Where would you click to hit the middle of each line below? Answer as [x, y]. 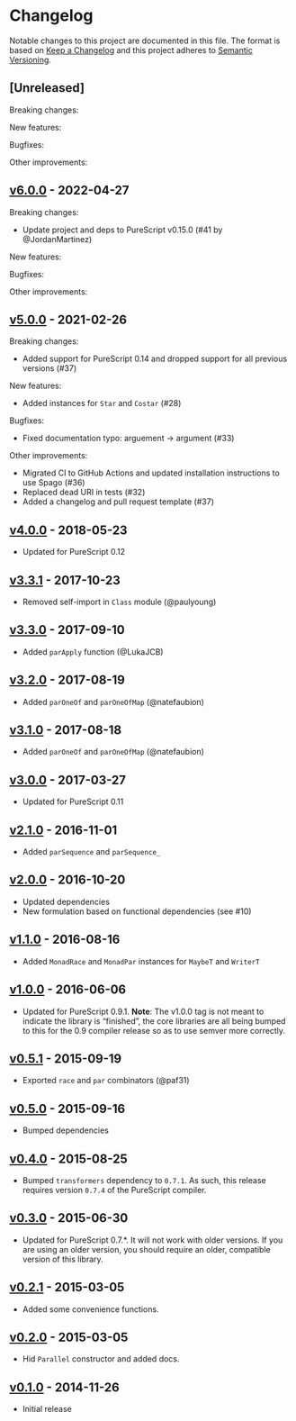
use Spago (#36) [54, 483]
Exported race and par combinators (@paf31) [106, 1081]
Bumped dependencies [66, 1130]
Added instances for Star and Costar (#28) [102, 403]
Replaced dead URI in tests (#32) [84, 493]
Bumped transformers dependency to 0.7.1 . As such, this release [144, 1180]
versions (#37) [49, 368]
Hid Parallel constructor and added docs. [101, 1359]
